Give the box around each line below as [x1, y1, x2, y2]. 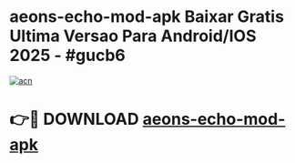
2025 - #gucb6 [9, 46, 126, 66]
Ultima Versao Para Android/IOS [9, 25, 257, 46]
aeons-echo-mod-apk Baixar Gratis [9, 6, 285, 27]
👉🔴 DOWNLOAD [9, 109, 139, 129]
